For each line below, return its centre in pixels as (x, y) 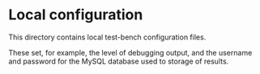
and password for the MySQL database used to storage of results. (119, 61)
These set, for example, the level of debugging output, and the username (130, 52)
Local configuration (76, 15)
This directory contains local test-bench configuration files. (107, 37)
